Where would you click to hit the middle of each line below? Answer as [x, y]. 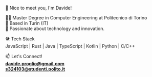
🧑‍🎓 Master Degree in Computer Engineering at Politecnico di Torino [76, 18]
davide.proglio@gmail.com [35, 63]
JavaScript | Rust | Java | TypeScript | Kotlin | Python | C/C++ [70, 46]
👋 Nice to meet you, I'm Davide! [39, 8]
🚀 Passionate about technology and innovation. [55, 29]
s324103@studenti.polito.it [35, 69]
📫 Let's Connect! [24, 56]
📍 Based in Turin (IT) [27, 23]
